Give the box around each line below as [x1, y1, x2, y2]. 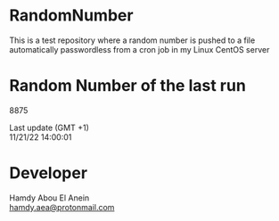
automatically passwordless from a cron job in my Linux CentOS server [9, 44, 270, 54]
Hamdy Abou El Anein [9, 192, 90, 203]
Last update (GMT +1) [9, 122, 89, 133]
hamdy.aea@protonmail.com [9, 201, 115, 212]
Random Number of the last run [9, 76, 247, 96]
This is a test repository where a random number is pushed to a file [9, 35, 256, 45]
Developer [9, 163, 87, 184]
